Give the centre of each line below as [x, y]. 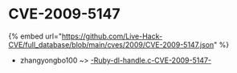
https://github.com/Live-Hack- [112, 36]
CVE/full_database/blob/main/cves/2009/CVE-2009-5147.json [111, 44]
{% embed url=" [35, 36]
